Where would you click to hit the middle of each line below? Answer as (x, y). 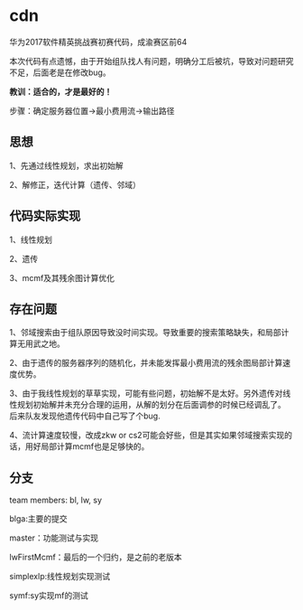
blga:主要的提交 (38, 519)
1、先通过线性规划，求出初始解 (66, 165)
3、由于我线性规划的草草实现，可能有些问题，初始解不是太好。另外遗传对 (146, 393)
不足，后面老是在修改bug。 (60, 72)
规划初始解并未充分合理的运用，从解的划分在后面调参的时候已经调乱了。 (151, 405)
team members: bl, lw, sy (55, 500)
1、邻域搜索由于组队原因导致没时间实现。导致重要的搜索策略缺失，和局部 (145, 333)
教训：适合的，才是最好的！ (61, 91)
